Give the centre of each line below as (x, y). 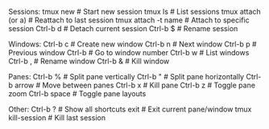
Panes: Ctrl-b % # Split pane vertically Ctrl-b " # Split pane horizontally (126, 77)
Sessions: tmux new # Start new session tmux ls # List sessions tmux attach (134, 12)
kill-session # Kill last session (57, 118)
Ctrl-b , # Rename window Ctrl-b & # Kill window (89, 61)
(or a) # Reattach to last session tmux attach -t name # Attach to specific (129, 20)
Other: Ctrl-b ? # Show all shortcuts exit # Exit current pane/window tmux (130, 109)
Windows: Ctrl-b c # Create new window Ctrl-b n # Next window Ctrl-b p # (132, 44)
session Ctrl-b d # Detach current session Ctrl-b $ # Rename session (123, 28)
